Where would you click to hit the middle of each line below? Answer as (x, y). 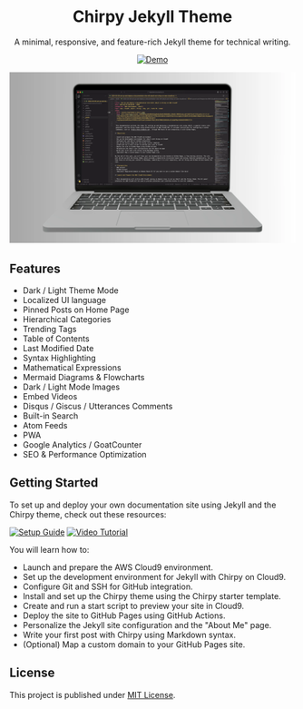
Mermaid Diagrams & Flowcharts (83, 377)
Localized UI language (64, 300)
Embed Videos (50, 396)
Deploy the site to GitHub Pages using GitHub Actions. (124, 615)
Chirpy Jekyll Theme (152, 17)
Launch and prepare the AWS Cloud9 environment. (117, 567)
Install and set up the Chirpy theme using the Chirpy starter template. (151, 596)
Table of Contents (56, 339)
